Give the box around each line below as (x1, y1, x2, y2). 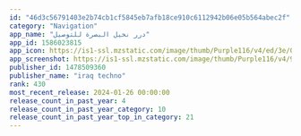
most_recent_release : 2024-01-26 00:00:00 (9, 88, 170, 97)
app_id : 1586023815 (9, 38, 82, 47)
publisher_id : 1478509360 (9, 64, 106, 72)
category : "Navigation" (9, 21, 99, 30)
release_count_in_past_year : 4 (9, 96, 126, 106)
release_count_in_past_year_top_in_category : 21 (9, 113, 194, 122)
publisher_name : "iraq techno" (9, 72, 126, 81)
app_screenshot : (9, 55, 70, 64)
